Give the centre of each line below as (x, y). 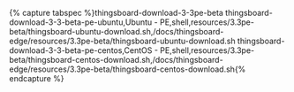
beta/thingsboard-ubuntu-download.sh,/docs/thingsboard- (117, 31)
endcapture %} (37, 78)
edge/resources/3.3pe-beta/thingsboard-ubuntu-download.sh (122, 41)
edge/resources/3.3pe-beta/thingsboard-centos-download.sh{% (128, 69)
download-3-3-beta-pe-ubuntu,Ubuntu (81, 22)
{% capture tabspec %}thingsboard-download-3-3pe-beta (116, 13)
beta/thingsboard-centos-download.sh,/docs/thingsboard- (116, 60)
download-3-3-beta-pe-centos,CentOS (81, 50)
